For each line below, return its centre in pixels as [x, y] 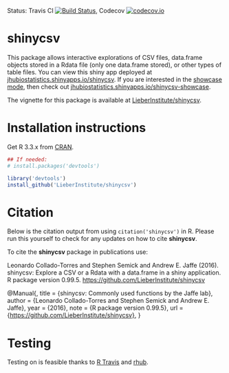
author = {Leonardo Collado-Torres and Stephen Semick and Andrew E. [108, 301]
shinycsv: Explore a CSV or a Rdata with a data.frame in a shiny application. [114, 273]
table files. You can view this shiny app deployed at [80, 72]
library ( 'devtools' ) [37, 178]
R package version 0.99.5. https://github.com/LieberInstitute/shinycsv [106, 280]
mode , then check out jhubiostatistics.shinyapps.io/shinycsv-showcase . [109, 87]
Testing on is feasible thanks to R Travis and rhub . [78, 362]
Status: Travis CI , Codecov [66, 11]
